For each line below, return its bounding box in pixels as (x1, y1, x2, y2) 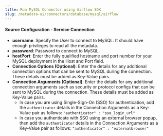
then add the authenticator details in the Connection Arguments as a (19, 120, 158, 126)
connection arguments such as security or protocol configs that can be (12, 84, 155, 90)
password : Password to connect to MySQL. (12, 48, 100, 53)
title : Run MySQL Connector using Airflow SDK (5, 7, 101, 12)
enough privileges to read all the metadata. (12, 42, 98, 49)
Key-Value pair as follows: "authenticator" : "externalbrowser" (19, 125, 149, 131)
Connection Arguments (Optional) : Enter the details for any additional (12, 79, 154, 85)
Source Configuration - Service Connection (5, 27, 95, 33)
